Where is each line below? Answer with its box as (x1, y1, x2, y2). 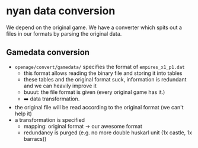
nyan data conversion (6, 4, 116, 18)
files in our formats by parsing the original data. (6, 30, 122, 37)
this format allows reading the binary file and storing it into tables (23, 70, 183, 77)
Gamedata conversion (6, 48, 90, 58)
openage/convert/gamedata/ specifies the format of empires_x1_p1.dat (14, 63, 185, 70)
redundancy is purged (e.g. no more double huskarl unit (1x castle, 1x (23, 129, 193, 136)
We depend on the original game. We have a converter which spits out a (6, 24, 183, 31)
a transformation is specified (14, 116, 85, 123)
